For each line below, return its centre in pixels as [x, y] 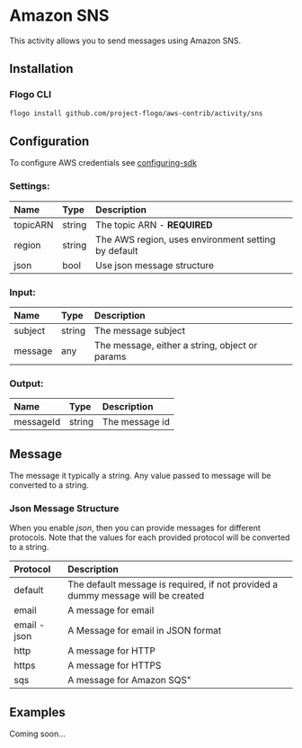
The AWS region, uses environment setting [186, 239]
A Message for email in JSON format [144, 631]
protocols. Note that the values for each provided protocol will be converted [150, 537]
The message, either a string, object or [176, 345]
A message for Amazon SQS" [129, 680]
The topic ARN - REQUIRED [154, 224]
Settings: [30, 186]
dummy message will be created [136, 596]
